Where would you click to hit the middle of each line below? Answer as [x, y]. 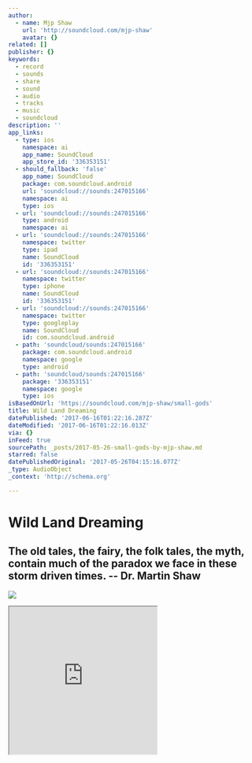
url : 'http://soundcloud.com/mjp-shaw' [88, 30]
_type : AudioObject [40, 469]
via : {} [21, 433]
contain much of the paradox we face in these [123, 564]
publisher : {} [31, 52]
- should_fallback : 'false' [61, 169]
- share [28, 81]
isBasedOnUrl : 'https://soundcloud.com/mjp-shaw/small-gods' [111, 404]
